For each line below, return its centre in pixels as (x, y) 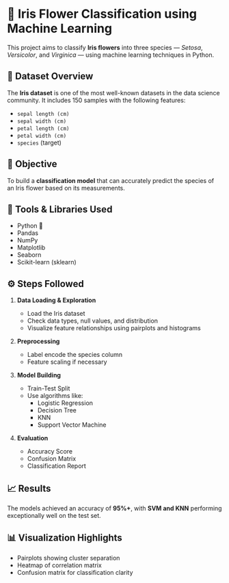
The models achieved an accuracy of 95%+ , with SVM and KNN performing (114, 508)
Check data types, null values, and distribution (93, 321)
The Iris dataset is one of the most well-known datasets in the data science (113, 92)
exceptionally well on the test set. (54, 516)
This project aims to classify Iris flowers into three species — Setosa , (105, 47)
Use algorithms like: (55, 396)
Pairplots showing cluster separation (68, 558)
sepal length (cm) (43, 114)
